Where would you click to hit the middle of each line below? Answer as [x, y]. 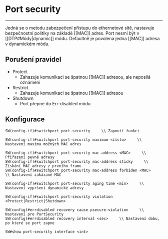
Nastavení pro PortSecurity [34, 214]
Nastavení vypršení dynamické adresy [44, 188]
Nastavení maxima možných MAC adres [43, 144]
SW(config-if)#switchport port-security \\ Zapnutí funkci [72, 131]
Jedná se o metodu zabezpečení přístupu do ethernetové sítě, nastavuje [80, 28]
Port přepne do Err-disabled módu [55, 103]
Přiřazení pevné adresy [30, 157]
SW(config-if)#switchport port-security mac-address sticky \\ [77, 161]
